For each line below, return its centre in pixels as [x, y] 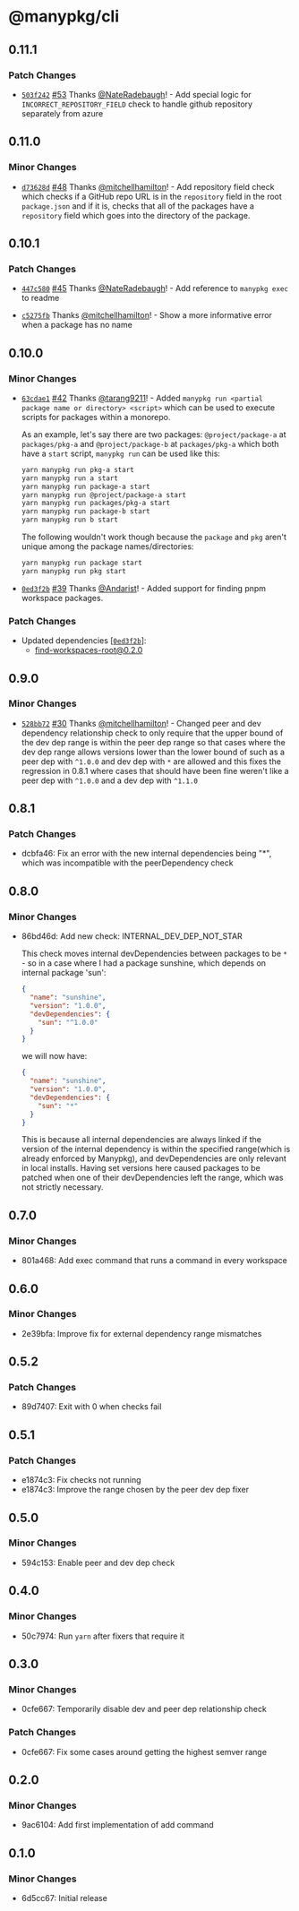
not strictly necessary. [62, 1187]
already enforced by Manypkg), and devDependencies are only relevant [154, 1158]
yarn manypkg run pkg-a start [78, 469]
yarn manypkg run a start [69, 478]
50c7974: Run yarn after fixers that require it [103, 1636]
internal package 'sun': [64, 973]
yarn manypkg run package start [81, 563]
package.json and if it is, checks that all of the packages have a [137, 206]
